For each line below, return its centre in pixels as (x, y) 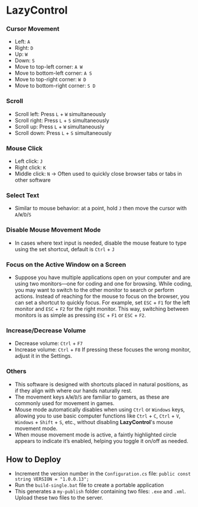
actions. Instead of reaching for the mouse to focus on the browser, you (102, 296)
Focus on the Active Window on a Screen (66, 264)
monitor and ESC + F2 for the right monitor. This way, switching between (102, 309)
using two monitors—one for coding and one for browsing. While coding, (103, 283)
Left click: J (29, 161)
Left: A (22, 41)
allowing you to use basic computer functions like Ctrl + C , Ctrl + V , (98, 416)
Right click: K (30, 168)
